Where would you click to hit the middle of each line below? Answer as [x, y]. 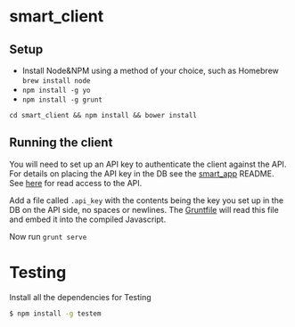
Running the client [61, 143]
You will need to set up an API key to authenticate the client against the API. [148, 164]
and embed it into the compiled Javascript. [88, 219]
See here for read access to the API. [76, 183]
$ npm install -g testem [55, 314]
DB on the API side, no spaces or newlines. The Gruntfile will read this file [144, 209]
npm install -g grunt [62, 100]
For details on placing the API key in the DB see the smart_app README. [142, 173]
